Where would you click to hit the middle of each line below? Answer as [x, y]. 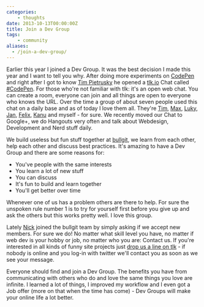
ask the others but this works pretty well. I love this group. [80, 215]
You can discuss [36, 177]
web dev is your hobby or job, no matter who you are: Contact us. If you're [100, 240]
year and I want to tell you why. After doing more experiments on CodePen [100, 76]
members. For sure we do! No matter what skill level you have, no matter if [100, 234]
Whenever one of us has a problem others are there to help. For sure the [98, 202]
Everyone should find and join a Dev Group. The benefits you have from [97, 271]
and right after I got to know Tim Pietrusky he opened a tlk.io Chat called [98, 82]
